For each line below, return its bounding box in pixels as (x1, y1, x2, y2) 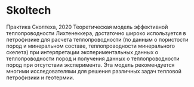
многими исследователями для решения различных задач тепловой (6, 67, 182, 74)
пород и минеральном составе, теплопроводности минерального (6, 42, 175, 49)
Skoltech (6, 4, 51, 17)
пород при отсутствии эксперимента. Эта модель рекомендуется (6, 61, 175, 69)
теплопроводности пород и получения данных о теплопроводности (6, 55, 180, 62)
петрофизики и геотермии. (6, 74, 75, 81)
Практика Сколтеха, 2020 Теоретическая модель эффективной (6, 23, 168, 30)
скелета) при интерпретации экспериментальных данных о (6, 48, 159, 55)
